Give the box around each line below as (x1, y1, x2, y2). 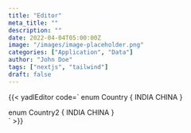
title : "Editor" (8, 11, 62, 20)
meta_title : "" (8, 19, 59, 27)
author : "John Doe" (8, 56, 73, 64)
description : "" (8, 26, 62, 34)
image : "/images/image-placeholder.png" (8, 41, 145, 49)
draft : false (8, 70, 52, 78)
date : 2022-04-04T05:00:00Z (8, 33, 102, 42)
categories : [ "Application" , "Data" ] (8, 48, 134, 56)
